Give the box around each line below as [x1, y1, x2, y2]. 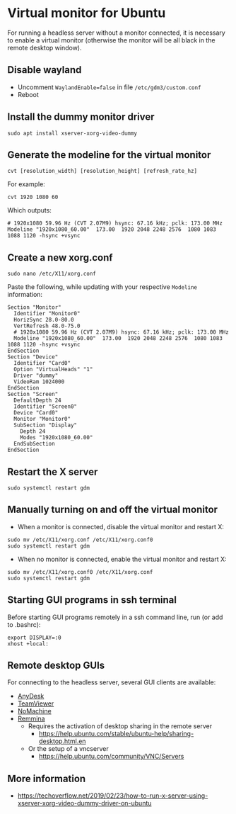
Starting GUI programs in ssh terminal [7, 594, 177, 606]
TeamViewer [17, 699, 54, 708]
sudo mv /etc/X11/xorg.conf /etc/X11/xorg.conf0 [7, 536, 153, 543]
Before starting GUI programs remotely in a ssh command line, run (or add [7, 613, 223, 621]
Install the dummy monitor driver [7, 111, 155, 123]
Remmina [17, 714, 45, 723]
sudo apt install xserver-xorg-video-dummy [7, 130, 138, 137]
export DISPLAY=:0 [7, 634, 61, 641]
